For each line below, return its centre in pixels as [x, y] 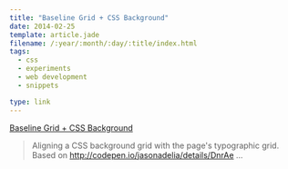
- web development [53, 77]
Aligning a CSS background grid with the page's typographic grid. [155, 145]
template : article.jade [55, 35]
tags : [20, 52]
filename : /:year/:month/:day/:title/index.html [103, 43]
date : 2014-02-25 [42, 26]
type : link [30, 102]
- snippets [38, 85]
